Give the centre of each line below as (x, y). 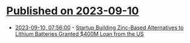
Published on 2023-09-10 (73, 11)
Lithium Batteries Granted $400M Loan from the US (79, 33)
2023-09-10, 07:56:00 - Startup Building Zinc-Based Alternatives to (99, 27)
